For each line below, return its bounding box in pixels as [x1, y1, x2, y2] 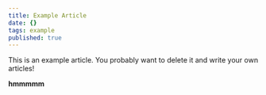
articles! [8, 64, 35, 74]
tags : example [8, 26, 56, 34]
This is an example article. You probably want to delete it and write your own [8, 55, 259, 65]
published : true [8, 33, 62, 42]
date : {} [8, 19, 37, 27]
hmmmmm [8, 79, 45, 89]
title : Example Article [8, 11, 87, 20]
